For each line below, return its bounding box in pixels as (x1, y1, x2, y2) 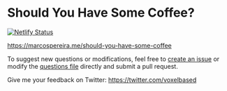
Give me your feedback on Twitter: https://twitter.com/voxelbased (7, 75, 197, 84)
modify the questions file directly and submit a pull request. (7, 62, 178, 70)
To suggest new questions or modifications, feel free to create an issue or (7, 54, 220, 63)
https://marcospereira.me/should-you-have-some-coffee (7, 41, 173, 49)
